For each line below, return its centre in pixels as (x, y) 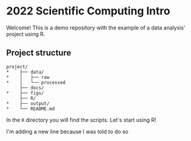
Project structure (39, 53)
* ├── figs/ (25, 93)
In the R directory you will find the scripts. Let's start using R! (81, 120)
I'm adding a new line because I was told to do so (67, 131)
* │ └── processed (36, 82)
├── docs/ (32, 88)
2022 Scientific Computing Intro (88, 11)
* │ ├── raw (28, 77)
